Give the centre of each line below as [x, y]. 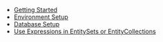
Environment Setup [41, 17]
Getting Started [35, 10]
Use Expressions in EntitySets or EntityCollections [85, 31]
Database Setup [37, 24]
